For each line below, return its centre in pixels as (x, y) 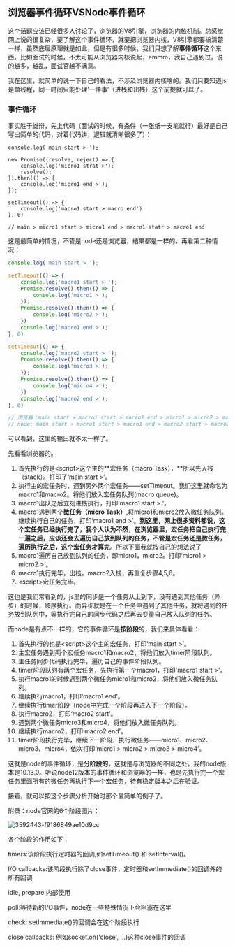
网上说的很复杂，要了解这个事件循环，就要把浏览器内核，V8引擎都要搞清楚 (116, 39)
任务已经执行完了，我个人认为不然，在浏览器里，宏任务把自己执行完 (128, 529)
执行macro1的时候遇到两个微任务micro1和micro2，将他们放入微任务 (115, 679)
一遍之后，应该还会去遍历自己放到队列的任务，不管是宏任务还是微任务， (122, 538)
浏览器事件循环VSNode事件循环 (77, 13)
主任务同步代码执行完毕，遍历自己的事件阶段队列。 (91, 661)
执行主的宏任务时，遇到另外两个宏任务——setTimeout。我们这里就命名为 (123, 486)
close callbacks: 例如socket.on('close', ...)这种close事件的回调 (97, 937)
